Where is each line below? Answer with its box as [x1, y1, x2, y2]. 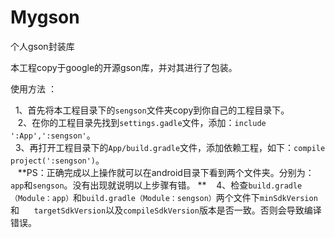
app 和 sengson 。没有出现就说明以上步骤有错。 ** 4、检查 [10, 179, 249, 191]
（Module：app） [10, 193, 74, 203]
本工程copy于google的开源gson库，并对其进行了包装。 [10, 61, 238, 73]
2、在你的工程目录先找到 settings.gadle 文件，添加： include [17, 116, 267, 128]
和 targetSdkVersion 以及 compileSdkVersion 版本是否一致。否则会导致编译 [10, 204, 322, 216]
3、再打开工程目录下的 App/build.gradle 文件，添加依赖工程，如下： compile [14, 141, 326, 153]
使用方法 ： [10, 82, 57, 95]
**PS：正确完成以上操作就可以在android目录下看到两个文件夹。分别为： [17, 166, 315, 178]
